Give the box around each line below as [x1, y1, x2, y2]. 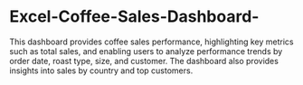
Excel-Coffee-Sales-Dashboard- [9, 6, 260, 27]
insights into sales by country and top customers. [9, 65, 194, 76]
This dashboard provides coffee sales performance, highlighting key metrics [9, 36, 294, 47]
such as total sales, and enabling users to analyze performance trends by [9, 45, 283, 56]
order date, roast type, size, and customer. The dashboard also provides [9, 55, 279, 66]
